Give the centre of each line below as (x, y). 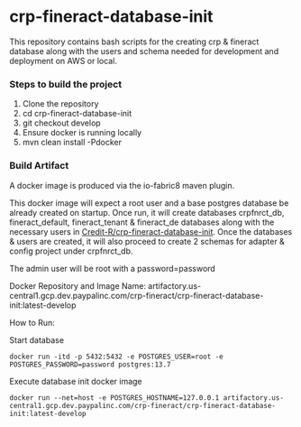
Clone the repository (60, 104)
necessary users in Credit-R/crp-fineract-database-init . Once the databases (151, 231)
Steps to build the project (66, 84)
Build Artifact (39, 166)
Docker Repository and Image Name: (78, 285)
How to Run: (32, 322)
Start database (37, 339)
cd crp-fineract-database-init (77, 114)
